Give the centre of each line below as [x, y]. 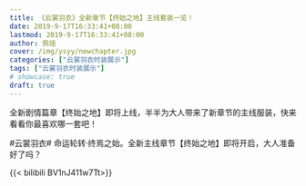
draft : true [32, 85]
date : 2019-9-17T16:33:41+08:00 [71, 26]
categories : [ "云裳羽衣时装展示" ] [69, 60]
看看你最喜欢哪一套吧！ [53, 123]
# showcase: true [42, 77]
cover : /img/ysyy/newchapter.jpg [73, 52]
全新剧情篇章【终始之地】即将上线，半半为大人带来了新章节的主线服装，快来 [153, 112]
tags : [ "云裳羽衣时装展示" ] [57, 69]
